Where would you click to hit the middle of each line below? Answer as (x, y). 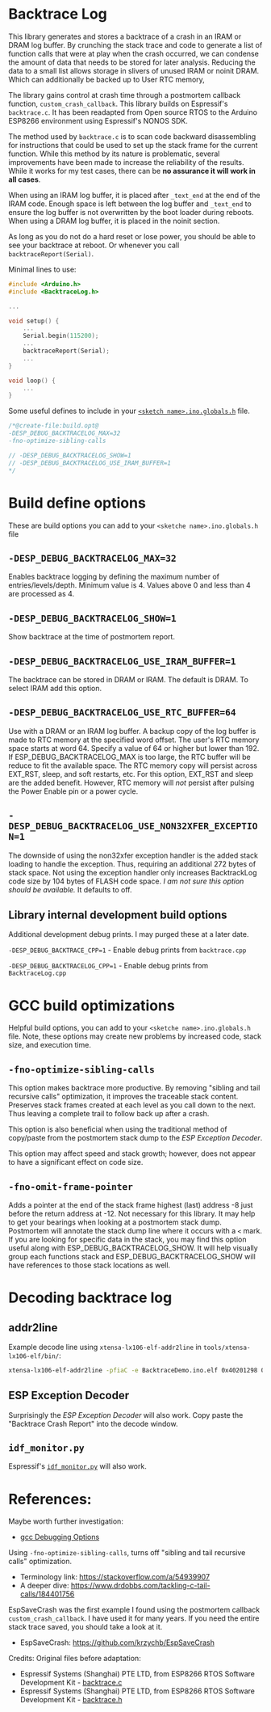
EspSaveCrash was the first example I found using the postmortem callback (134, 1610)
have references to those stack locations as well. (90, 1265)
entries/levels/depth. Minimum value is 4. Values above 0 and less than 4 (130, 585)
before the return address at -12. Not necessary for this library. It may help (132, 1213)
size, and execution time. (50, 1045)
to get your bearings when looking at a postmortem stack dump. (115, 1222)
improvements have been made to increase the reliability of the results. (126, 162)
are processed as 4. (42, 594)
